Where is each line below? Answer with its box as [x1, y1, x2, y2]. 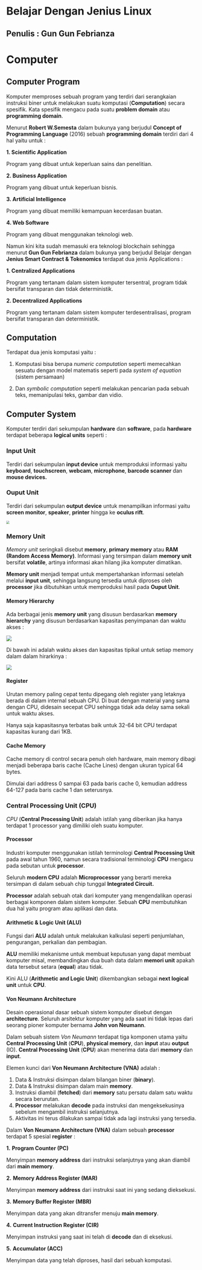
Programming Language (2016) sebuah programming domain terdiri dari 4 [6, 130, 194, 138]
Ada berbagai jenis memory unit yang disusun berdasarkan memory [6, 611, 178, 618]
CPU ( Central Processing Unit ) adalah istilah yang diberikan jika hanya [6, 815, 183, 822]
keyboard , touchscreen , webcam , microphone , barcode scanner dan [6, 467, 183, 474]
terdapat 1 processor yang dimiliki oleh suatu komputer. [6, 822, 144, 829]
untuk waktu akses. [6, 710, 55, 717]
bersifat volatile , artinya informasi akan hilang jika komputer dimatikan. [6, 559, 183, 566]
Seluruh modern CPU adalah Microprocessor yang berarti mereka [6, 874, 172, 881]
